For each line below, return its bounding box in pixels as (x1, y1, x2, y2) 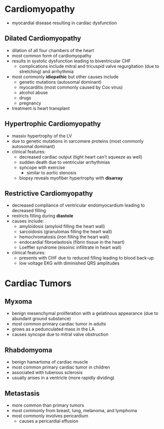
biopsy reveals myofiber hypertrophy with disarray (19, 175, 123, 181)
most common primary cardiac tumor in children (11, 364, 110, 370)
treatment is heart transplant (11, 105, 70, 111)
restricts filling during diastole (11, 213, 74, 219)
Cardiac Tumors (4, 277, 72, 289)
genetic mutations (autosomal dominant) (19, 79, 102, 85)
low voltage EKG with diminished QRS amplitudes (19, 260, 120, 266)
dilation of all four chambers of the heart (11, 47, 94, 53)
